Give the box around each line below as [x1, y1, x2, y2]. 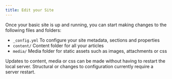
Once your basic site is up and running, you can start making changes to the [5, 22, 167, 28]
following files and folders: [5, 27, 62, 33]
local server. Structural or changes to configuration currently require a [5, 63, 154, 69]
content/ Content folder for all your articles [12, 42, 104, 49]
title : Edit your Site [5, 7, 54, 13]
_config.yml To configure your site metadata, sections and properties [12, 37, 160, 43]
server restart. [5, 69, 36, 75]
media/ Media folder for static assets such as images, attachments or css [12, 48, 167, 54]
